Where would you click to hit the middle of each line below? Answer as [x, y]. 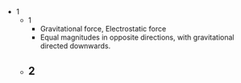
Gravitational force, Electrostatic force [103, 29]
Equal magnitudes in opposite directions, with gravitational [137, 37]
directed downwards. [75, 46]
